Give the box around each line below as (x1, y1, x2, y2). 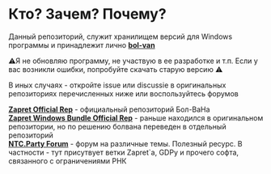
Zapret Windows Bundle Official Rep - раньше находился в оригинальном (8, 112, 264, 122)
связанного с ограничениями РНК (8, 155, 127, 166)
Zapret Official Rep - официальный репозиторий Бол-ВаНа (8, 104, 210, 114)
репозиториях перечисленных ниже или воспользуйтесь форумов (8, 88, 239, 98)
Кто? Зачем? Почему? (8, 5, 167, 23)
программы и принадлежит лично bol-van (8, 40, 155, 49)
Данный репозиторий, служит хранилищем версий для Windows (8, 32, 233, 41)
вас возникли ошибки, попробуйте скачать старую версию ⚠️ (8, 64, 223, 74)
